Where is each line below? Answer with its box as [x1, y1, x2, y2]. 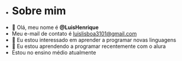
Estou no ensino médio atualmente [11, 49, 96, 56]
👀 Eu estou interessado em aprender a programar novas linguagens [11, 36, 176, 43]
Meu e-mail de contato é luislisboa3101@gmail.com [11, 30, 137, 37]
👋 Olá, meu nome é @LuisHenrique [11, 24, 99, 31]
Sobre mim [11, 4, 66, 18]
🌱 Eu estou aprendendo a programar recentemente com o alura [11, 43, 166, 50]
